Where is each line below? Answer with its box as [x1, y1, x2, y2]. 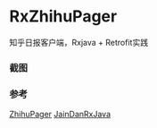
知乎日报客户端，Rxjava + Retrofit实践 [9, 37, 149, 47]
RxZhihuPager [9, 6, 118, 27]
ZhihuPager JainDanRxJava [9, 109, 112, 120]
